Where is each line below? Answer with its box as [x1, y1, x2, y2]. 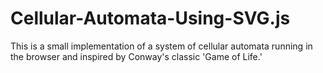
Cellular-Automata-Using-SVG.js [10, 7, 291, 30]
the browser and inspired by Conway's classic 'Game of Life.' [10, 50, 263, 62]
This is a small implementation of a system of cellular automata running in [10, 40, 313, 52]
